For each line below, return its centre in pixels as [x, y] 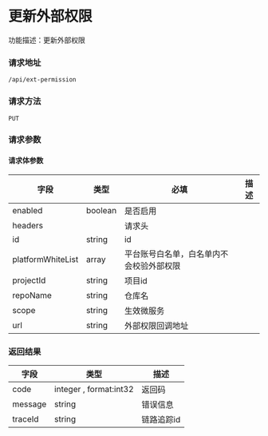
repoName [32, 295]
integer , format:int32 [94, 389]
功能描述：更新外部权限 [47, 40]
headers [28, 225]
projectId [29, 280]
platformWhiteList [45, 259]
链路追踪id [161, 419]
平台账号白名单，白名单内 [172, 254]
